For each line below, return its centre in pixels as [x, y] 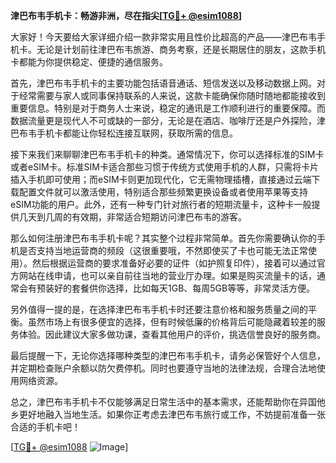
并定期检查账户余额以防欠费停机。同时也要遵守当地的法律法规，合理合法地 [163, 368]
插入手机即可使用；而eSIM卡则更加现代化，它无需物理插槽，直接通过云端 [161, 179]
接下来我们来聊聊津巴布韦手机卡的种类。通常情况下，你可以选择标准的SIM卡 [167, 154]
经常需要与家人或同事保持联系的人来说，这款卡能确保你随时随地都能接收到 [172, 95]
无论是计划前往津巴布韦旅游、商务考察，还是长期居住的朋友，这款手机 [181, 49]
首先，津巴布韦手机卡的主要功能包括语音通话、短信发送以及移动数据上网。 [163, 83]
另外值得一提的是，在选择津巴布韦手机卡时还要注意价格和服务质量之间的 [159, 309]
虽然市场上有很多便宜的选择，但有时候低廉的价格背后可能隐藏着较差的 [172, 322]
